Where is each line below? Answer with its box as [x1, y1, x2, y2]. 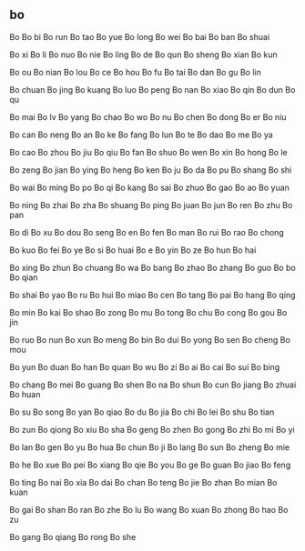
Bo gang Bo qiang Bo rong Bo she [9, 531, 137, 542]
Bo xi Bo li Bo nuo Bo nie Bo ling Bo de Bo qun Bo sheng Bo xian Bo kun [9, 49, 278, 60]
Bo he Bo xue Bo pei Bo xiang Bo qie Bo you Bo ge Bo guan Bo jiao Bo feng [9, 459, 291, 470]
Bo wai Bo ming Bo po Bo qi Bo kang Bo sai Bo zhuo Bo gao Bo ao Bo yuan [9, 182, 290, 193]
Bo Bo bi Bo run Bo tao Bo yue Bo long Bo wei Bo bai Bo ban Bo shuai [9, 31, 270, 42]
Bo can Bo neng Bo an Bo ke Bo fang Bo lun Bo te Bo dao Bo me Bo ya [9, 129, 273, 140]
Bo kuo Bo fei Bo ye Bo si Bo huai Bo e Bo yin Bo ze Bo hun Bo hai [9, 245, 257, 255]
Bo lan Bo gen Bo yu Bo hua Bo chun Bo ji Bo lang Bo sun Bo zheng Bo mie [9, 441, 290, 453]
